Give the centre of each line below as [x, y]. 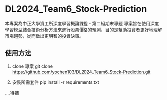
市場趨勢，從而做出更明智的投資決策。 [44, 36]
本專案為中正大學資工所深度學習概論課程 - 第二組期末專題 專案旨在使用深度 [82, 23]
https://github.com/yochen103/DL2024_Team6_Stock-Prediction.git [81, 72]
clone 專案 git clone [33, 66]
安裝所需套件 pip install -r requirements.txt [56, 82]
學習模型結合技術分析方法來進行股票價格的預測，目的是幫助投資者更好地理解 [83, 30]
